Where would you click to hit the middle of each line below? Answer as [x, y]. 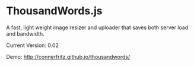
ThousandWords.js [54, 11]
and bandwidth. [25, 33]
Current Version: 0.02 [33, 45]
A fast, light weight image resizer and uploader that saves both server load [97, 27]
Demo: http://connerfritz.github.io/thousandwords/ [68, 56]
